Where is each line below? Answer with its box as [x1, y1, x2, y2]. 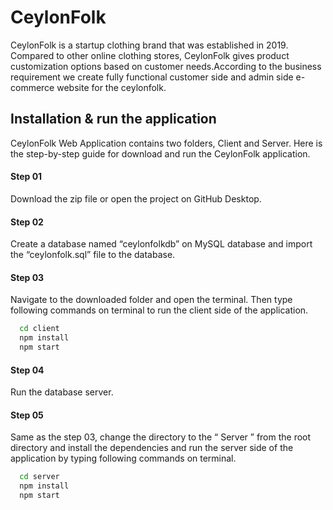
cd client [19, 324, 60, 334]
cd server [19, 472, 60, 482]
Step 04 [10, 364, 45, 376]
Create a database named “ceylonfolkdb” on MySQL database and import [10, 238, 313, 250]
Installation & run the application [10, 111, 217, 128]
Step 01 [10, 171, 43, 183]
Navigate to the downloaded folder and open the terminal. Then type [10, 294, 293, 306]
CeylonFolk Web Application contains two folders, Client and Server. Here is [10, 137, 323, 149]
